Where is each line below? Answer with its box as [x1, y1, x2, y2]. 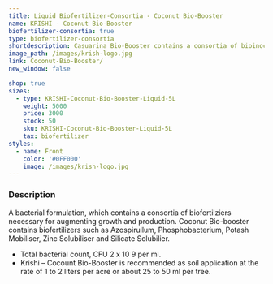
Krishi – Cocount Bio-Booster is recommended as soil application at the [19, 257, 259, 268]
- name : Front [15, 147, 63, 155]
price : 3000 [23, 110, 63, 118]
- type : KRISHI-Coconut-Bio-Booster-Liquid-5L [15, 94, 176, 102]
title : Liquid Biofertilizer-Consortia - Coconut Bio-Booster [8, 11, 223, 20]
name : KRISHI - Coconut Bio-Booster [8, 19, 132, 28]
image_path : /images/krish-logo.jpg [8, 49, 132, 58]
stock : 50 [23, 117, 57, 126]
